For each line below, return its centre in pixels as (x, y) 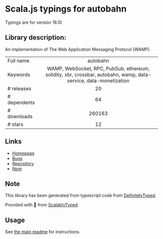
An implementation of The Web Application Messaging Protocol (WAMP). (78, 49)
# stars (15, 124)
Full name (19, 61)
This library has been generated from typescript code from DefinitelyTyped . (81, 195)
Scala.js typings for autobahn (66, 9)
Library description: (36, 38)
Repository (23, 163)
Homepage (23, 153)
